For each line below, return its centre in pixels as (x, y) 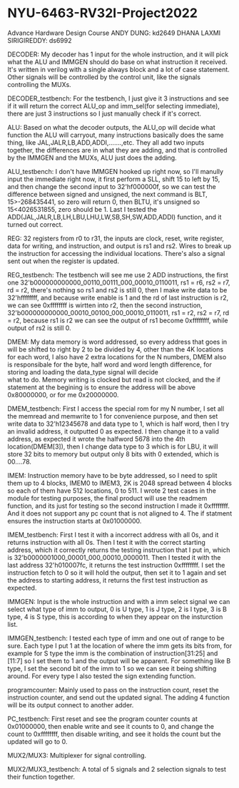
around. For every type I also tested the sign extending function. (102, 676)
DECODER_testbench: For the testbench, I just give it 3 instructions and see (118, 98)
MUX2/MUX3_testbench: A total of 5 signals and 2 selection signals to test (117, 769)
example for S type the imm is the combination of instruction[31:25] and (113, 653)
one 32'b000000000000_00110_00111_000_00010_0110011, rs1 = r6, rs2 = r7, (119, 282)
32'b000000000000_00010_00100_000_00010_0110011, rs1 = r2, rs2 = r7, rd (118, 312)
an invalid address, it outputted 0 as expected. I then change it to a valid (113, 431)
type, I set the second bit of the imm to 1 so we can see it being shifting (112, 668)
